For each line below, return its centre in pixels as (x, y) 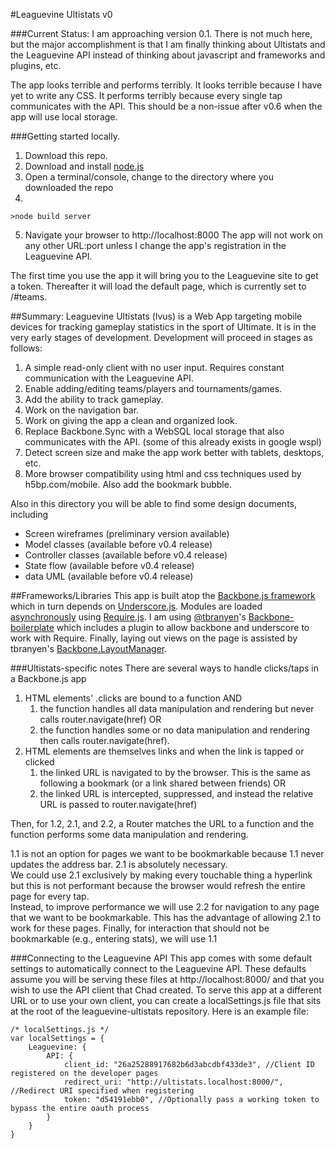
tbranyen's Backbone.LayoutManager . (89, 648)
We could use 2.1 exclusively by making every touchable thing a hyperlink (161, 875)
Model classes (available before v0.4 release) (118, 544)
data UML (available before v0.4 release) (109, 576)
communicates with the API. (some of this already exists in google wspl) (173, 442)
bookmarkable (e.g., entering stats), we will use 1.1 (114, 938)
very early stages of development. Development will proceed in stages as (161, 337)
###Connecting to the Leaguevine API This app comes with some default (161, 958)
